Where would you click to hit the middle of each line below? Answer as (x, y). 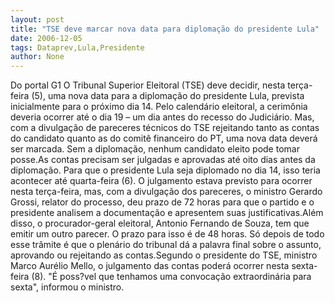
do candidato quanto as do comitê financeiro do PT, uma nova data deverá (164, 138)
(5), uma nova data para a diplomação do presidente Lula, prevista (168, 96)
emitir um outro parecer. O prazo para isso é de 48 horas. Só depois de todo (167, 234)
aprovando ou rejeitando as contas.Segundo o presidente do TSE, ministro (164, 255)
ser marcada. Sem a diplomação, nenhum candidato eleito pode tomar (155, 149)
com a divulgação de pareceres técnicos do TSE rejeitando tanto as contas (165, 128)
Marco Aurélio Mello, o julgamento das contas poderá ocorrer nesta (150, 266)
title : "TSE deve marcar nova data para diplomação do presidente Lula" (165, 29)
